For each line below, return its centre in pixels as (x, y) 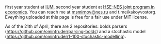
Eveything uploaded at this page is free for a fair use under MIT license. (77, 17)
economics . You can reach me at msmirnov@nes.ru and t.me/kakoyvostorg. (81, 12)
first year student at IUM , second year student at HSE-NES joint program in (80, 7)
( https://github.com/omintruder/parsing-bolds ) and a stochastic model (75, 31)
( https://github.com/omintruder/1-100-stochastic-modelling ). (65, 36)
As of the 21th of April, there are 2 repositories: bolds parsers (66, 26)
